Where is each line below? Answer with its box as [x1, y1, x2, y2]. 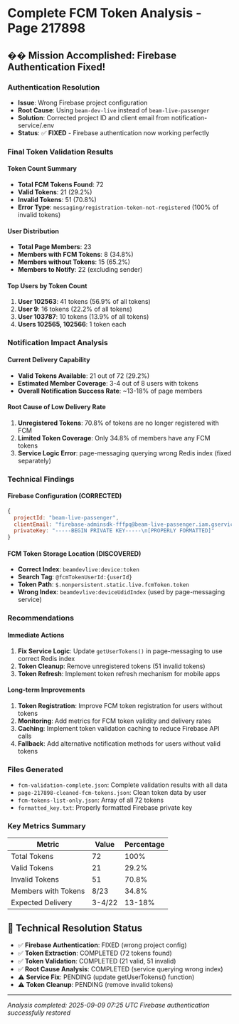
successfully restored [7, 1008, 71, 1017]
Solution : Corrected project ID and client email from [17, 113, 170, 122]
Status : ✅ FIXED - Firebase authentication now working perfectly [17, 128, 210, 137]
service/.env [17, 121, 55, 130]
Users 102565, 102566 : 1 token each [17, 320, 127, 329]
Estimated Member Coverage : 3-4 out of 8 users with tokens [17, 379, 199, 387]
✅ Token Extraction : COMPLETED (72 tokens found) [17, 949, 172, 958]
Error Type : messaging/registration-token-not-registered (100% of [17, 203, 219, 211]
